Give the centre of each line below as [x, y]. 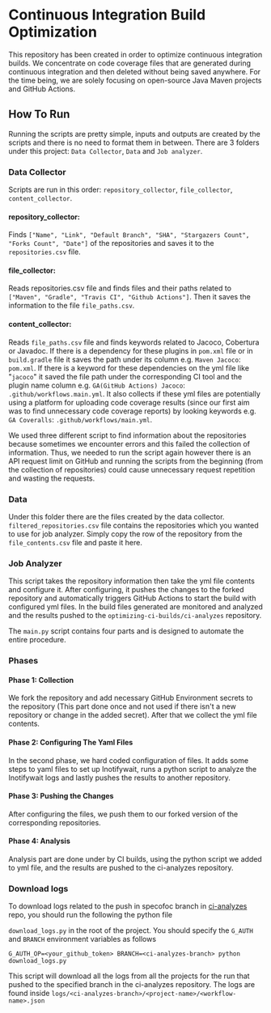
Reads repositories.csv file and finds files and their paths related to [120, 288]
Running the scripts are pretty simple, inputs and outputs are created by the [134, 134]
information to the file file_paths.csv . [72, 306]
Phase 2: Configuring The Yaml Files [71, 742]
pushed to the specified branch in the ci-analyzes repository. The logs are [132, 985]
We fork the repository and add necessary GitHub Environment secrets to [131, 698]
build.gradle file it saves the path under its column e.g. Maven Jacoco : [125, 359]
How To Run [39, 114]
